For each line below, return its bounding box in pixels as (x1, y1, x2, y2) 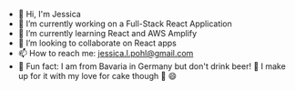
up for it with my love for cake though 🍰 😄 (17, 71, 178, 81)
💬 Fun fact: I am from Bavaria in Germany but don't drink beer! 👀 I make (17, 61, 287, 72)
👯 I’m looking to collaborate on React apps (17, 37, 178, 48)
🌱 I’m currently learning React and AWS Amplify (17, 28, 198, 38)
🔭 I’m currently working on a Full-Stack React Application (17, 18, 232, 29)
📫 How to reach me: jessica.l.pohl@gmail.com (17, 48, 194, 58)
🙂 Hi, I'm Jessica (17, 9, 82, 19)
